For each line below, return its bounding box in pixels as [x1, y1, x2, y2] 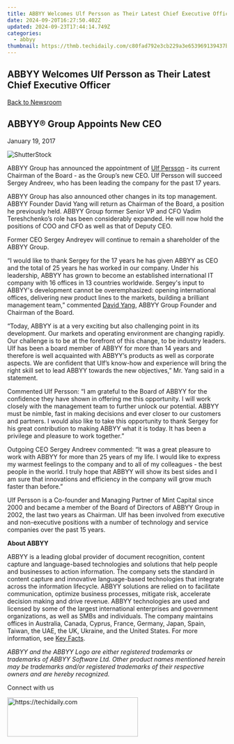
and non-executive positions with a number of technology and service [7, 518, 209, 526]
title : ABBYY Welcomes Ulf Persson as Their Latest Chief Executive [7, 10, 210, 17]
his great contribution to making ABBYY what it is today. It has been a [7, 424, 207, 433]
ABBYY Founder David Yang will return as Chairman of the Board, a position [7, 200, 225, 208]
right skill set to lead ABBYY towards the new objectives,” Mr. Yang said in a [7, 366, 225, 374]
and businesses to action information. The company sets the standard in [7, 567, 214, 576]
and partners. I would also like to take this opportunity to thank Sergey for [7, 417, 219, 425]
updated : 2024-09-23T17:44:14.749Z [7, 23, 111, 30]
